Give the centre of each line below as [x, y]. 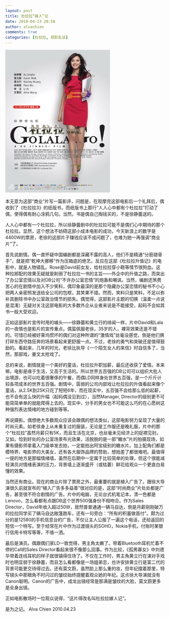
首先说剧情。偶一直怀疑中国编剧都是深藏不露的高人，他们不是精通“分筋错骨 [84, 254]
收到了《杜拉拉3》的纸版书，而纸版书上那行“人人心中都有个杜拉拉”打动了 [82, 208]
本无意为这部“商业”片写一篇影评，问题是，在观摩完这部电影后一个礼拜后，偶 [85, 201]
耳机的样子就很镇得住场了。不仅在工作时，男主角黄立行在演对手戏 [96, 556]
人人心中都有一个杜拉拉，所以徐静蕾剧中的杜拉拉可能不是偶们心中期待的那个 [85, 225]
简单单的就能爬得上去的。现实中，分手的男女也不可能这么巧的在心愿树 [87, 403]
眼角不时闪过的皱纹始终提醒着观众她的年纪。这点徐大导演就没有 [94, 575]
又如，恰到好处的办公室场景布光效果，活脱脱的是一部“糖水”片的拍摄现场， [83, 439]
